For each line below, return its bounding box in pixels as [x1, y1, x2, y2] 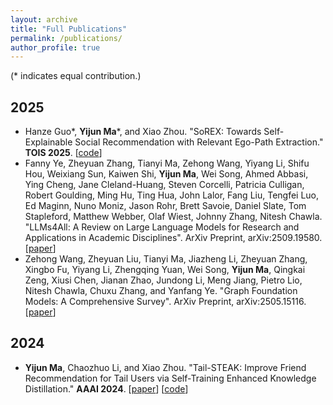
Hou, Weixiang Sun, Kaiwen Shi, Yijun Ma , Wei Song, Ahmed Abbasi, [24, 168, 309, 180]
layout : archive [10, 14, 78, 25]
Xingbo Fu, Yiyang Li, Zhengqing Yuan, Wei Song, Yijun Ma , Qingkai [24, 264, 306, 276]
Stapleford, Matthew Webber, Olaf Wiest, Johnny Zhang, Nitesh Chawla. [24, 211, 323, 223]
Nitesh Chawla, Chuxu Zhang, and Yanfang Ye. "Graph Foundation [24, 285, 298, 297]
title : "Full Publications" [10, 24, 128, 34]
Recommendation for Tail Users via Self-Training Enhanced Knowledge [24, 372, 317, 384]
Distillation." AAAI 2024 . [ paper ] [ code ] [24, 382, 189, 395]
